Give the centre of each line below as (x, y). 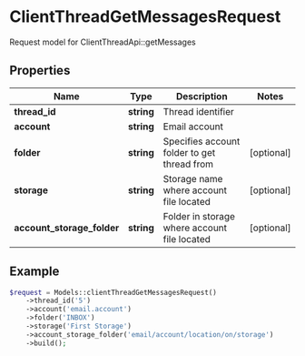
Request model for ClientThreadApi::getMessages (103, 42)
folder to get (189, 152)
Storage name (193, 178)
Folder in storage (199, 216)
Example (34, 272)
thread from (188, 164)
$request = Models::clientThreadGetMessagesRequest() (113, 292)
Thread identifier (198, 111)
